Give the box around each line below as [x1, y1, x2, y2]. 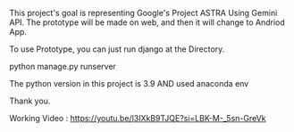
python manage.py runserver [9, 62, 116, 71]
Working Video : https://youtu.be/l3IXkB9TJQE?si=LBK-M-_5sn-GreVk [9, 113, 266, 123]
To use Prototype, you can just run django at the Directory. [9, 44, 225, 54]
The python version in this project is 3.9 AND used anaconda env [9, 78, 249, 88]
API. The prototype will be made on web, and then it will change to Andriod [9, 17, 286, 28]
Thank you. [9, 95, 51, 106]
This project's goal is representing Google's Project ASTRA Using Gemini [9, 8, 278, 18]
